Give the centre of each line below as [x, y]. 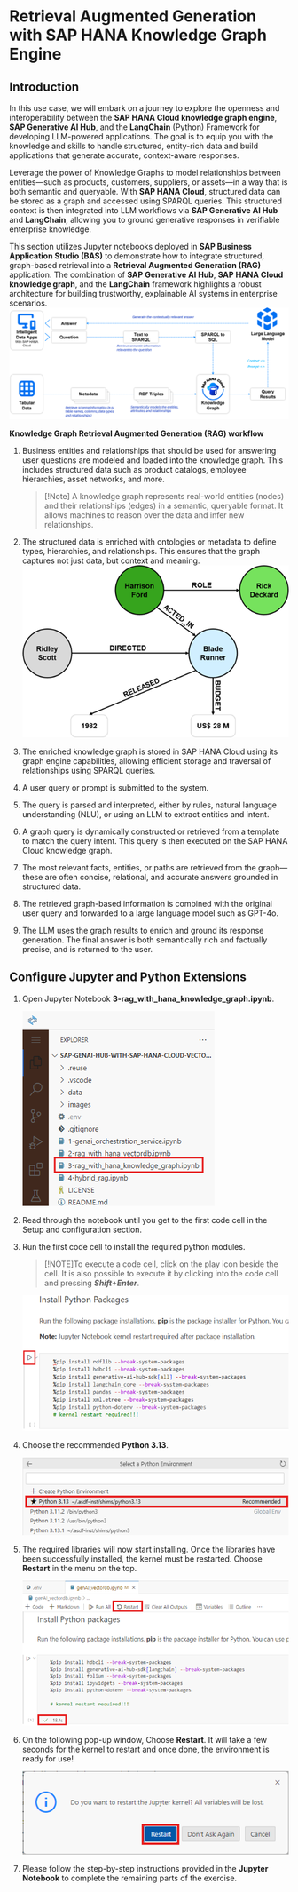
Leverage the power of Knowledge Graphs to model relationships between [145, 172]
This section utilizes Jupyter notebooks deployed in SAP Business [131, 246]
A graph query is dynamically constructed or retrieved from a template [151, 831]
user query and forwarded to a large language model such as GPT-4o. [150, 913]
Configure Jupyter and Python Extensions [128, 978]
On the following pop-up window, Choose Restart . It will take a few [145, 1739]
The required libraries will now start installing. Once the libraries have [149, 1549]
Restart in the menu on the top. [79, 1568]
